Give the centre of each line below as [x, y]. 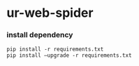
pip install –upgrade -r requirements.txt [69, 55]
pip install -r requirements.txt [55, 49]
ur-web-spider [50, 13]
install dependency [40, 35]
